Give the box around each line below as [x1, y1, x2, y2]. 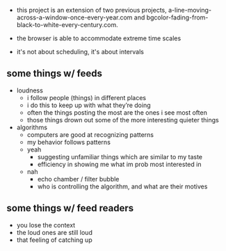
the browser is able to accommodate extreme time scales [16, 34, 181, 42]
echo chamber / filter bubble [37, 175, 120, 183]
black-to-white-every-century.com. [16, 21, 119, 29]
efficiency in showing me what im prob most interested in [37, 160, 202, 168]
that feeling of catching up [16, 236, 92, 244]
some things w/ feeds [6, 67, 102, 79]
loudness [16, 86, 43, 95]
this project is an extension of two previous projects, [16, 6, 168, 14]
